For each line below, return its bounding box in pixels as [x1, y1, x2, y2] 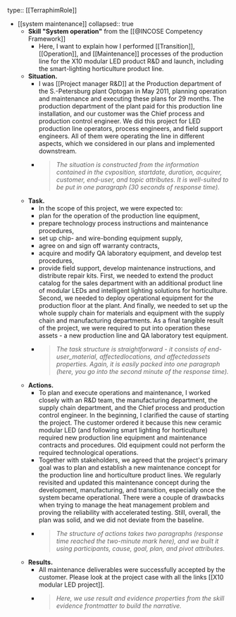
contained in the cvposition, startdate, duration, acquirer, [56, 168, 223, 176]
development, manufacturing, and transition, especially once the [38, 486, 226, 494]
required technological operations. [38, 449, 139, 456]
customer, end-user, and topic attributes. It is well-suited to [56, 175, 229, 184]
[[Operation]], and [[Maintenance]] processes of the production [38, 49, 223, 58]
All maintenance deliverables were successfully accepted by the [38, 566, 225, 573]
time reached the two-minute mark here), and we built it [56, 537, 219, 545]
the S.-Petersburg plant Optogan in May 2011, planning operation [38, 87, 227, 95]
